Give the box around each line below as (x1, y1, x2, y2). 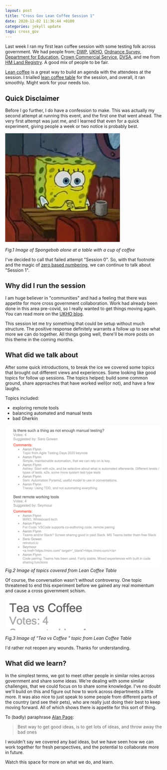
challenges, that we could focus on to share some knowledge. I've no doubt (5, 683, 161, 689)
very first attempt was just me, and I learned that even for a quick (5, 118, 140, 124)
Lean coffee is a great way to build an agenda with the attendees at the (5, 69, 151, 75)
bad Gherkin (12, 415, 38, 421)
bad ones (17, 729, 37, 735)
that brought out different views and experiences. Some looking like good (5, 370, 156, 376)
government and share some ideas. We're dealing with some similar (5, 678, 145, 684)
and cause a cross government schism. (5, 587, 86, 594)
